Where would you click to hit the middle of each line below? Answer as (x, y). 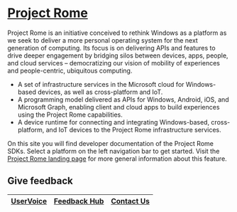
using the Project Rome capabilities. (70, 115)
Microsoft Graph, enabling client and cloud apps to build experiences (118, 107)
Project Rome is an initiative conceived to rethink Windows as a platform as (117, 33)
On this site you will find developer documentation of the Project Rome (111, 143)
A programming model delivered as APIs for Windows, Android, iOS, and (123, 99)
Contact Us (131, 201)
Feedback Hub (79, 201)
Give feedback (40, 181)
